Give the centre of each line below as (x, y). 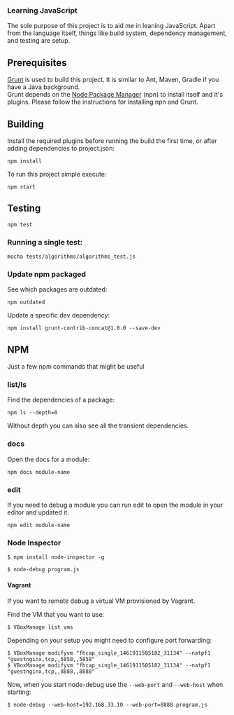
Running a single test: (45, 242)
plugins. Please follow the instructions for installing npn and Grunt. (103, 102)
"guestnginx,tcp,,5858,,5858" (51, 659)
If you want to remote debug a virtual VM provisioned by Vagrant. (101, 601)
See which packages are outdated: (57, 290)
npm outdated (26, 302)
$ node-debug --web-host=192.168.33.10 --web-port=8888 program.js (108, 704)
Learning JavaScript (43, 11)
